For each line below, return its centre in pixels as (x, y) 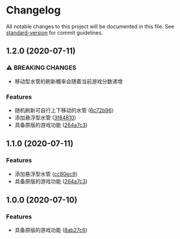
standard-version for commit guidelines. (55, 32)
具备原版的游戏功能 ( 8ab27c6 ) (51, 230)
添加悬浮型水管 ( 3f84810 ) (45, 117)
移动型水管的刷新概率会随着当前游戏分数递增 (69, 81)
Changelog (33, 10)
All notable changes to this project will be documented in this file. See (90, 26)
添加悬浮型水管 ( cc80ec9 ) (46, 174)
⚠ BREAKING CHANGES (41, 68)
